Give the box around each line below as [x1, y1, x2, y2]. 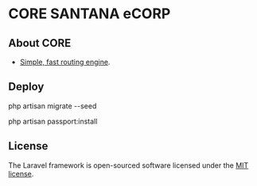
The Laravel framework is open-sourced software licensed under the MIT [8, 160, 249, 170]
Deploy [8, 80, 45, 93]
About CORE [8, 36, 72, 50]
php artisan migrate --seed [8, 101, 97, 111]
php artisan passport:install [8, 116, 98, 126]
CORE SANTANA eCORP [8, 5, 171, 23]
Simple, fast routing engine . [19, 57, 111, 66]
